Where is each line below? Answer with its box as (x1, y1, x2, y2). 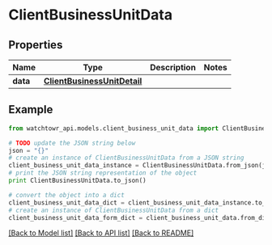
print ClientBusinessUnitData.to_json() (8, 176, 147, 185)
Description (149, 62, 197, 73)
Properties (8, 38, 63, 52)
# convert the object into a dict (8, 191, 125, 199)
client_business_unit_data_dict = (8, 198, 125, 207)
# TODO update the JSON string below (8, 139, 136, 147)
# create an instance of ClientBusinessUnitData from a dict (8, 206, 219, 214)
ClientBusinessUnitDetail (43, 75, 142, 87)
